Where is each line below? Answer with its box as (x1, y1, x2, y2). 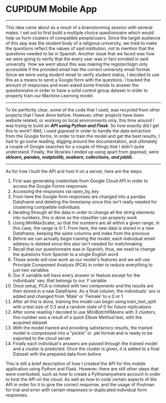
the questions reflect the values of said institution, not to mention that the (5, 45, 155, 51)
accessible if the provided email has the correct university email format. (5, 66, 151, 72)
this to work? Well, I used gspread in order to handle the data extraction (5, 127, 151, 134)
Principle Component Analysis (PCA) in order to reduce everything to (12, 262, 153, 268)
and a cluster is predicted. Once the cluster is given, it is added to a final (12, 346, 160, 352)
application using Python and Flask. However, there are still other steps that (5, 365, 159, 371)
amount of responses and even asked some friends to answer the (5, 82, 139, 88)
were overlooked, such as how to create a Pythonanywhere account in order (5, 371, 161, 377)
